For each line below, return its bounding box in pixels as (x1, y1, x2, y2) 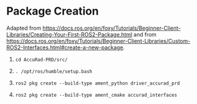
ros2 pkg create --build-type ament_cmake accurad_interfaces (15, 92, 177, 98)
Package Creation (6, 4, 99, 18)
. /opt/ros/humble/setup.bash (15, 68, 93, 74)
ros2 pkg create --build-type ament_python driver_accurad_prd (15, 80, 180, 86)
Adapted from (6, 24, 42, 32)
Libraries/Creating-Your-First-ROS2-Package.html (6, 30, 133, 38)
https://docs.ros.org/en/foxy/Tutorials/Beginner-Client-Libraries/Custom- (6, 37, 191, 44)
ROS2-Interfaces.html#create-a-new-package (6, 44, 124, 51)
